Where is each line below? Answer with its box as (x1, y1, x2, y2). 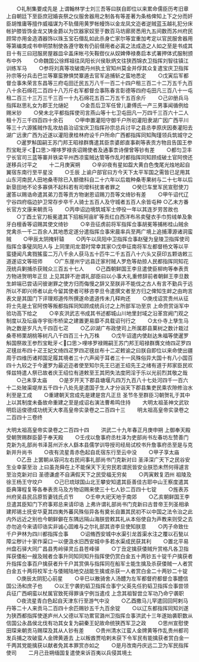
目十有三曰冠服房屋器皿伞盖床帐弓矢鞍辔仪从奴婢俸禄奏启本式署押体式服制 (6, 50, 188, 56)
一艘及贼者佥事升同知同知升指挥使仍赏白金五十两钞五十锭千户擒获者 (26, 553, 193, 560)
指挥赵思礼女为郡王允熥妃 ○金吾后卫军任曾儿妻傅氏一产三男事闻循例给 (6, 102, 189, 109)
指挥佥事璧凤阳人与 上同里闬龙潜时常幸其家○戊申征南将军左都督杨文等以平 (6, 243, 189, 250)
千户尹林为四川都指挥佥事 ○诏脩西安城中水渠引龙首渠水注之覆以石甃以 (6, 531, 189, 537)
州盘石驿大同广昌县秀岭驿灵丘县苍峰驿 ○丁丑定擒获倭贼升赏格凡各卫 (6, 546, 184, 552)
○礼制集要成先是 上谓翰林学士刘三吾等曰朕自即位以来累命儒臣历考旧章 (16, 5, 189, 12)
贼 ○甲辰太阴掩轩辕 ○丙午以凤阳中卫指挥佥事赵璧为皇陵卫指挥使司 (6, 235, 190, 242)
